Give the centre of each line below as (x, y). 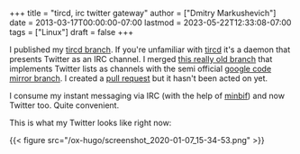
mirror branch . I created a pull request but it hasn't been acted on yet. (139, 78)
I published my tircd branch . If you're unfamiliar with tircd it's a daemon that (150, 50)
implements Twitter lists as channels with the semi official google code (141, 68)
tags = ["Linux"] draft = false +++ (71, 32)
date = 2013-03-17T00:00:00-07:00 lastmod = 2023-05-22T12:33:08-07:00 (150, 23)
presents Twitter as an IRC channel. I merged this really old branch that (141, 59)
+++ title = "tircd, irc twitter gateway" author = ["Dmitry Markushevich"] (143, 13)
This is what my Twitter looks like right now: (91, 122)
